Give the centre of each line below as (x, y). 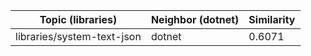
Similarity (272, 19)
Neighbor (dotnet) (195, 19)
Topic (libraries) (78, 19)
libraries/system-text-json (78, 36)
